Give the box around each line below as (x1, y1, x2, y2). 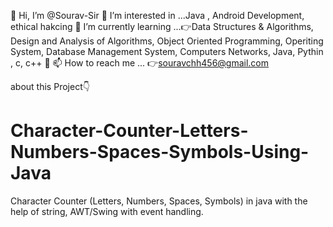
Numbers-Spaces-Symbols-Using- (10, 141, 310, 164)
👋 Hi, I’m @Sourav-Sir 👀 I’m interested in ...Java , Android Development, (10, 10, 305, 21)
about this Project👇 (10, 81, 90, 92)
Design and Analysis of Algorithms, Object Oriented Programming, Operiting (10, 35, 324, 47)
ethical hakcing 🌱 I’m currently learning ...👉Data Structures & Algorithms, (10, 21, 314, 32)
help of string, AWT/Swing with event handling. (10, 205, 204, 217)
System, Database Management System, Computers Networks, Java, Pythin (10, 46, 324, 57)
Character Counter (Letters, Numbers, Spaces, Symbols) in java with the (10, 195, 308, 207)
